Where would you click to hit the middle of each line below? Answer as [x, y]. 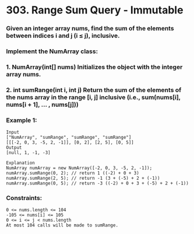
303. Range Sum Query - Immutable [95, 10]
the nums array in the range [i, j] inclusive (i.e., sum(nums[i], [93, 97]
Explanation [20, 163]
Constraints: [24, 198]
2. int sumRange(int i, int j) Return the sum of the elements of [94, 90]
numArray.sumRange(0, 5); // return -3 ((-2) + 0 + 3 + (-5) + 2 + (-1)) [98, 184]
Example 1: [22, 120]
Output [14, 148]
